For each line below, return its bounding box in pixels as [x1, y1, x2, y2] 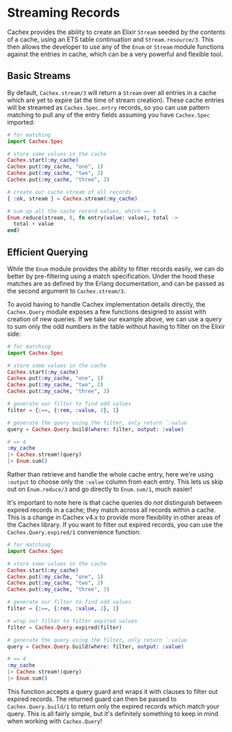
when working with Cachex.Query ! [7, 717, 102, 725]
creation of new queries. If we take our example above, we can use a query [7, 314, 222, 323]
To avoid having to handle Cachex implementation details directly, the [7, 300, 206, 308]
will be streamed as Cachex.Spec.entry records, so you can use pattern [7, 103, 210, 112]
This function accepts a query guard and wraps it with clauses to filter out [7, 687, 218, 695]
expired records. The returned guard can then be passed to [7, 695, 177, 703]
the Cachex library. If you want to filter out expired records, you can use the [7, 520, 224, 529]
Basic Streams [7, 70, 71, 82]
